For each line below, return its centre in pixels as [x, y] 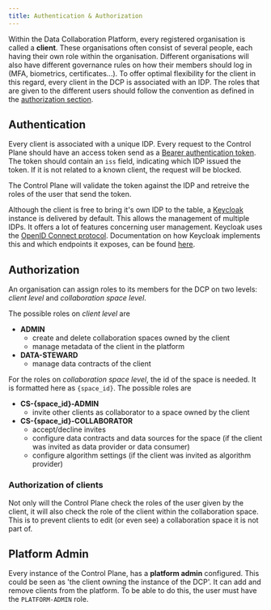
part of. [21, 528]
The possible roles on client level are [70, 314]
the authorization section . [51, 99]
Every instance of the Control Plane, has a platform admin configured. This [134, 574]
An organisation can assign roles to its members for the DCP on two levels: [133, 289]
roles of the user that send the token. [70, 194]
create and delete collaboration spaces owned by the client [131, 338]
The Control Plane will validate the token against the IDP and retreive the [129, 186]
